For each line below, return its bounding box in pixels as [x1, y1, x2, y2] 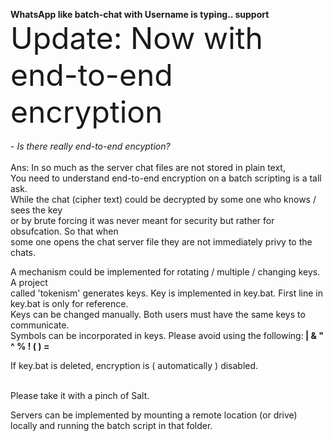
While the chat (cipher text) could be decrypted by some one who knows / [10, 194, 317, 205]
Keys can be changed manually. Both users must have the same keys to [10, 309, 306, 320]
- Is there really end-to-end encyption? [10, 140, 171, 152]
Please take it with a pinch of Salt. [10, 390, 150, 401]
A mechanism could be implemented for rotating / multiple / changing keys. [10, 266, 321, 278]
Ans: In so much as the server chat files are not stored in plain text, [10, 162, 286, 173]
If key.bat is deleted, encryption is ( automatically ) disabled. [10, 360, 259, 371]
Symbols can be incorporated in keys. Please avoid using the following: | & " [10, 330, 324, 341]
